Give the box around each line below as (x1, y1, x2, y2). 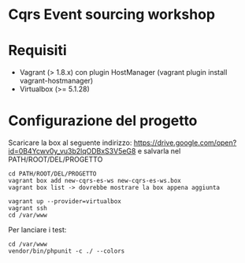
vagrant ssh (8, 205, 47, 213)
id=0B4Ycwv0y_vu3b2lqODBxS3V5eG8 (8, 146, 136, 156)
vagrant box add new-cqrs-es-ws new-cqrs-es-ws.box (8, 177, 181, 185)
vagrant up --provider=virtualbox (8, 198, 122, 206)
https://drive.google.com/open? (133, 138, 237, 147)
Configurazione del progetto (8, 112, 198, 130)
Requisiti (8, 42, 67, 60)
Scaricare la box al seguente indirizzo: (8, 138, 132, 147)
